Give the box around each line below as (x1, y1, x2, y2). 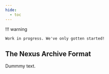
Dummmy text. (5, 63, 36, 69)
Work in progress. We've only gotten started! (5, 36, 105, 41)
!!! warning (5, 26, 28, 32)
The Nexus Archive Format (5, 49, 91, 58)
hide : (5, 7, 17, 13)
